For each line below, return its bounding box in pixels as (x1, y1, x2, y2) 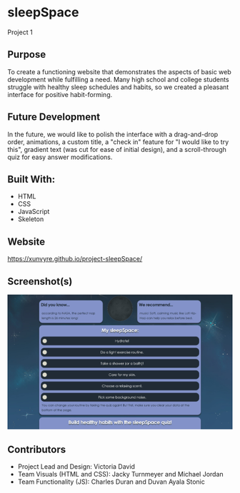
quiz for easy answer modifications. (7, 153, 113, 161)
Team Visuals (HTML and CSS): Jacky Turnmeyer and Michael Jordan (17, 470, 224, 479)
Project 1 (7, 28, 34, 36)
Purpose (7, 49, 46, 61)
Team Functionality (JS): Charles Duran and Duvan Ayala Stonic (17, 477, 205, 486)
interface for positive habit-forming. (7, 90, 113, 98)
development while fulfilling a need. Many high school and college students (7, 75, 230, 83)
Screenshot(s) (7, 275, 73, 288)
